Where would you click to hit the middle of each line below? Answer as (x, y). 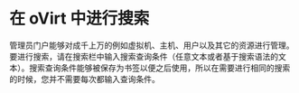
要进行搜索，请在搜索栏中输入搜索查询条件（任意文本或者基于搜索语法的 (144, 56)
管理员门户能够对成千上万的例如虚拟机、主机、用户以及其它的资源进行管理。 (152, 45)
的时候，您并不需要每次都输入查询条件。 (84, 79)
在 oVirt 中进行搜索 (79, 19)
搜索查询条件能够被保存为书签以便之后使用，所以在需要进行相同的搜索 (159, 68)
